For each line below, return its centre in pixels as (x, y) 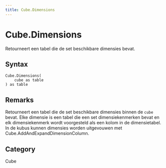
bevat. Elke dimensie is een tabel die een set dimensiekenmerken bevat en (82, 117)
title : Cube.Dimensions (30, 10)
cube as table (29, 80)
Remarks (20, 100)
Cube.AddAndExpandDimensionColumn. (47, 133)
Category (20, 149)
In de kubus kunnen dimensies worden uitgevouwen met (64, 128)
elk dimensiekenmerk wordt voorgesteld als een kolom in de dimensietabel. (83, 123)
